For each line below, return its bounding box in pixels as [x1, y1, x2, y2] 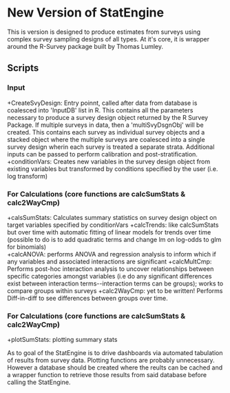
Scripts [7, 62, 39, 74]
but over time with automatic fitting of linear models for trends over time [7, 228, 211, 236]
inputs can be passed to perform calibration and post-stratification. [7, 150, 198, 158]
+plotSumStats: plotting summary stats [7, 336, 118, 344]
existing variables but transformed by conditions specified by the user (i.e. [7, 164, 218, 173]
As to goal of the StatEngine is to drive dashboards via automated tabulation [7, 349, 223, 357]
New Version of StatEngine [7, 5, 164, 21]
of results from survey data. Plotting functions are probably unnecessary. [7, 356, 215, 365]
